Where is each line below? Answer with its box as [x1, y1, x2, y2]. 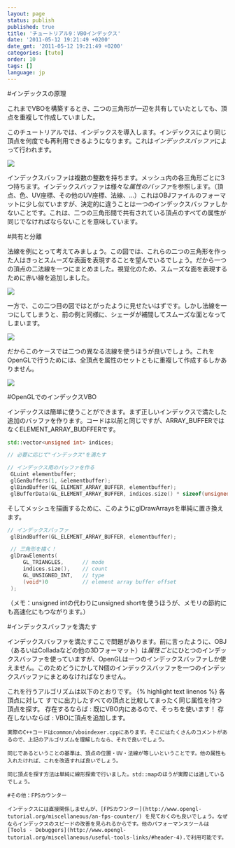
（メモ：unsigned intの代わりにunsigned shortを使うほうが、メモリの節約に [7, 598, 227, 607]
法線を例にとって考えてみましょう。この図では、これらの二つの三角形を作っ [7, 247, 227, 255]
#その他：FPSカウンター [7, 792, 67, 799]
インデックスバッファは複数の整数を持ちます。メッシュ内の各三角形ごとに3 [7, 173, 225, 182]
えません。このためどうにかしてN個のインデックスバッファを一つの [7, 664, 201, 672]
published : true [7, 23, 55, 30]
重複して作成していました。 [19, 113, 99, 121]
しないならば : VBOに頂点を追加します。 [13, 713, 129, 722]
